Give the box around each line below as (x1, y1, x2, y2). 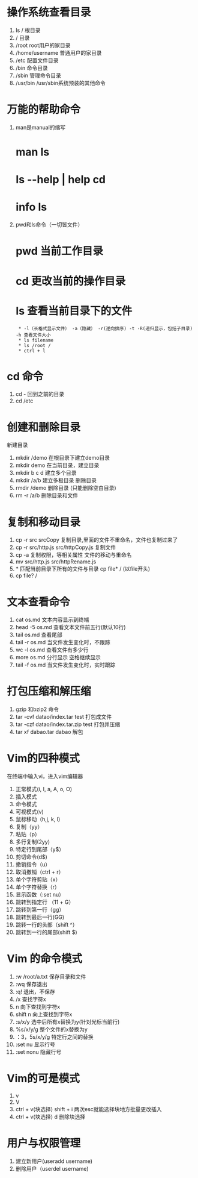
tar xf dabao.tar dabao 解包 (15, 728, 83, 736)
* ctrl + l (18, 348, 46, 354)
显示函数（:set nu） (15, 891, 65, 898)
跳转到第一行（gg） (15, 906, 65, 913)
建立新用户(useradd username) (15, 1158, 92, 1165)
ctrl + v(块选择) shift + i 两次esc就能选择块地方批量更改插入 (15, 1106, 162, 1112)
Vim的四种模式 (7, 751, 80, 765)
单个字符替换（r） (15, 883, 61, 891)
